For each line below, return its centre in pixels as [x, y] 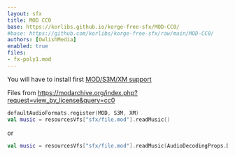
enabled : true [28, 46]
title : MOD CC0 [29, 20]
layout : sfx [24, 14]
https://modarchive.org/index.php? [87, 92]
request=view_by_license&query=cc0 [61, 100]
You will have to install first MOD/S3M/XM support [79, 79]
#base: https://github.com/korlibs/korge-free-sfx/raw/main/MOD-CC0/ [111, 33]
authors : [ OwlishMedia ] [42, 40]
